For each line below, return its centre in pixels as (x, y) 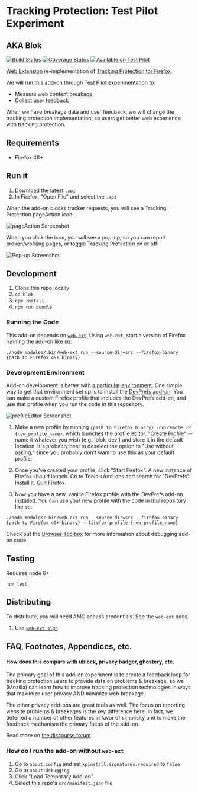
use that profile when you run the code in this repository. (75, 404)
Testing (20, 559)
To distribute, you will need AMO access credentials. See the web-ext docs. (98, 616)
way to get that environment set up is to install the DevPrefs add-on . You (95, 392)
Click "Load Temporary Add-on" (54, 776)
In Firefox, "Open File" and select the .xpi (66, 196)
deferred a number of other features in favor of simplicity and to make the (96, 718)
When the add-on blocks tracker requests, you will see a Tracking (86, 208)
